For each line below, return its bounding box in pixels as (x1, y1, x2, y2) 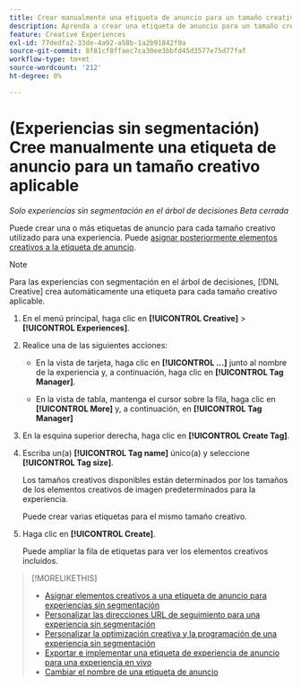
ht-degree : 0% (9, 72, 63, 81)
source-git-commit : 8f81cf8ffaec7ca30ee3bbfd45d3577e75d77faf (9, 47, 246, 56)
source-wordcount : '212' (9, 64, 102, 73)
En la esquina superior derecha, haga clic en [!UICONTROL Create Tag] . (21, 430, 290, 441)
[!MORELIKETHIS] (30, 572, 98, 584)
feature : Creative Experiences (9, 30, 126, 39)
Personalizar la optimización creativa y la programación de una (44, 628, 278, 638)
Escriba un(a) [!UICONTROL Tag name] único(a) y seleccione (21, 447, 251, 458)
